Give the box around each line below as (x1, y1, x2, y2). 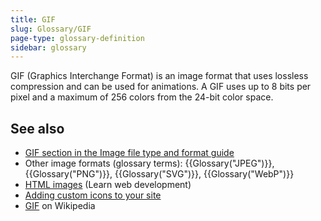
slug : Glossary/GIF (10, 24, 92, 34)
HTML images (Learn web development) (24, 179, 192, 191)
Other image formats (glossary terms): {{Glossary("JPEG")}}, (24, 157, 275, 170)
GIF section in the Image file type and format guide (24, 147, 235, 159)
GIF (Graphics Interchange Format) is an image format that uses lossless (10, 70, 309, 82)
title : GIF (10, 14, 56, 25)
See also (10, 120, 65, 137)
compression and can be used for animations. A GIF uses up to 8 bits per (10, 81, 312, 93)
